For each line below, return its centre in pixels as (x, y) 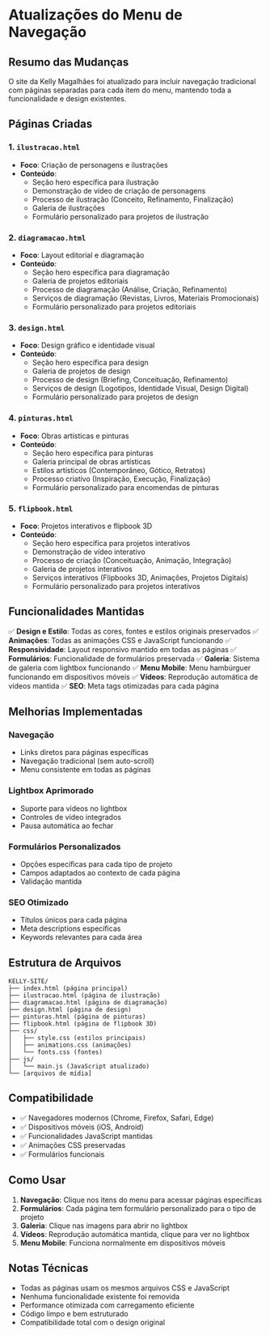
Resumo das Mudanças (69, 62)
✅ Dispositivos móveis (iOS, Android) (82, 1127)
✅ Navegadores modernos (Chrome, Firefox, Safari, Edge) (117, 1117)
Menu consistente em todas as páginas (85, 770)
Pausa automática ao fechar (67, 825)
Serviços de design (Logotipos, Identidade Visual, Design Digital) (140, 388)
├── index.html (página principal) (68, 989)
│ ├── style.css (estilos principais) (78, 1039)
